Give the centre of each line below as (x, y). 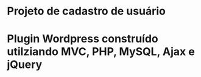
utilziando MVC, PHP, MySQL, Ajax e (101, 52)
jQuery (25, 65)
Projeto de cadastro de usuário (86, 11)
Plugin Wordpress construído (83, 39)
